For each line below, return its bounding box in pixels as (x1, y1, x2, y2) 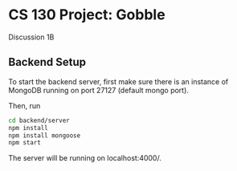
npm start (8, 139, 42, 147)
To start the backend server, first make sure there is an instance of (8, 76, 229, 86)
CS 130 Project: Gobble (8, 6, 166, 24)
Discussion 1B (8, 32, 55, 42)
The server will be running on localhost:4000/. (8, 153, 162, 163)
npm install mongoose (8, 131, 81, 140)
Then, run (8, 100, 41, 110)
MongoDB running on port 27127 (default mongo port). (8, 85, 189, 95)
